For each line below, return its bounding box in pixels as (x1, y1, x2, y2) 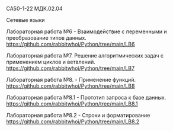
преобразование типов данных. (6, 34, 87, 41)
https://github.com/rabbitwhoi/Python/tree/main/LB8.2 (6, 118, 140, 125)
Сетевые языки (6, 17, 46, 23)
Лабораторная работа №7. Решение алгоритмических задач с (6, 52, 164, 59)
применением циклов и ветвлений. (6, 59, 96, 65)
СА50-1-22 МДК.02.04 (6, 5, 63, 12)
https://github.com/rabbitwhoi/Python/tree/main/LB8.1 (6, 100, 138, 107)
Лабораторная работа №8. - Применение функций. (6, 76, 136, 83)
